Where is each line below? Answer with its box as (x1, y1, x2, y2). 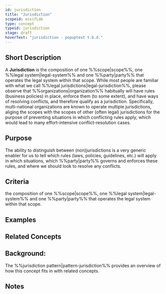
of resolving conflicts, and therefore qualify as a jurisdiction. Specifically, (5, 98, 154, 104)
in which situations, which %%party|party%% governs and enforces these (5, 158, 158, 164)
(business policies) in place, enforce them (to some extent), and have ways (5, 93, 159, 99)
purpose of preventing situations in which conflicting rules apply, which (5, 114, 151, 120)
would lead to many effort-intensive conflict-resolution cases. (5, 119, 131, 125)
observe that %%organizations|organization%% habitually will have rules (5, 88, 155, 94)
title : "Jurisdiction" (5, 12, 52, 17)
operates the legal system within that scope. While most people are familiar (5, 77, 159, 83)
